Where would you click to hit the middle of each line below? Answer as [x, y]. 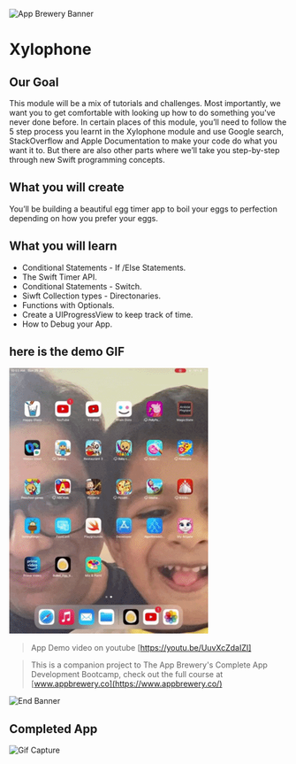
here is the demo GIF [67, 352]
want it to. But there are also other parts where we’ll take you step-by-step [144, 150]
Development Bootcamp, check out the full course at [127, 675]
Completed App [53, 729]
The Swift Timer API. [59, 277]
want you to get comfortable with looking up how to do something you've [142, 112]
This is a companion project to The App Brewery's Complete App [149, 665]
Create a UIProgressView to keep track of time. [107, 314]
